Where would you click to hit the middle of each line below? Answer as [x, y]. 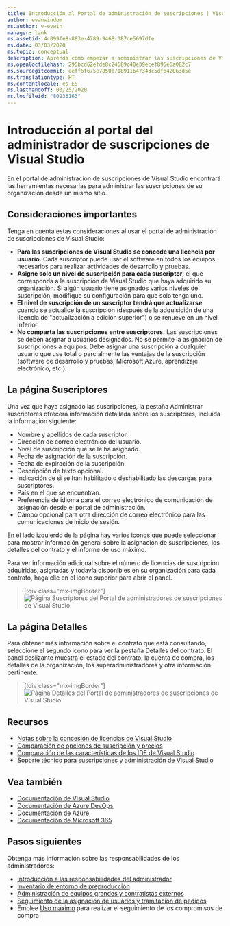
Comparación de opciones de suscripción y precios [90, 746]
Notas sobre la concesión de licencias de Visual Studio [94, 739]
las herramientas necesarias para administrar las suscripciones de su [105, 185]
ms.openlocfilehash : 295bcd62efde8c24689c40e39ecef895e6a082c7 [99, 64]
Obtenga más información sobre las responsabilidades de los [93, 858]
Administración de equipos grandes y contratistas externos [101, 893]
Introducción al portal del [80, 130]
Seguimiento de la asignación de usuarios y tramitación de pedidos [112, 901]
